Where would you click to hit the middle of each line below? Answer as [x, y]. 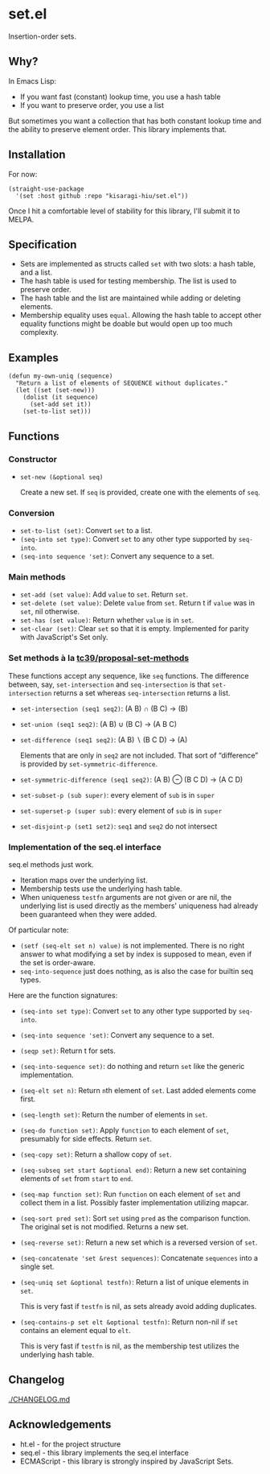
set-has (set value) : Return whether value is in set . [107, 620]
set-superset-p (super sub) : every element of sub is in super [121, 811]
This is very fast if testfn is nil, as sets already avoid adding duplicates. [138, 1307]
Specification [43, 244]
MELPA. [21, 219]
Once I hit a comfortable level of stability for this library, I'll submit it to [124, 211]
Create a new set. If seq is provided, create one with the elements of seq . [140, 492]
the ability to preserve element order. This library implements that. [118, 129]
